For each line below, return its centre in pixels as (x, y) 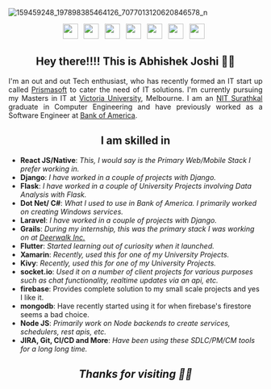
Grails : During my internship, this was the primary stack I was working (137, 228)
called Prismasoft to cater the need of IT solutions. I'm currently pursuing (136, 90)
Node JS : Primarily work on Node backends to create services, (125, 323)
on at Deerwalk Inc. (53, 237)
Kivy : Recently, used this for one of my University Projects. (118, 263)
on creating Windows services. (71, 211)
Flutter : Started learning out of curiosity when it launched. (117, 245)
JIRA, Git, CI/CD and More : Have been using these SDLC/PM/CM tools (138, 340)
